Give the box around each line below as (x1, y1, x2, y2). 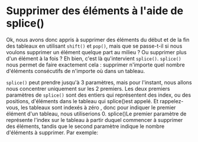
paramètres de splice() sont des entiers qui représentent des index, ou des (6, 91, 191, 98)
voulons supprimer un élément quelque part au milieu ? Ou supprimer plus (6, 48, 187, 55)
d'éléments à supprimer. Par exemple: (6, 128, 99, 136)
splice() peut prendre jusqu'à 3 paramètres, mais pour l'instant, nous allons (6, 78, 192, 86)
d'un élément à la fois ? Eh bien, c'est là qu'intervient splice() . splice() (6, 55, 181, 62)
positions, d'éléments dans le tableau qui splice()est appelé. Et (6, 97, 158, 104)
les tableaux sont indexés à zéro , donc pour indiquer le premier (20, 104, 176, 111)
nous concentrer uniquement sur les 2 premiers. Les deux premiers (6, 85, 170, 92)
